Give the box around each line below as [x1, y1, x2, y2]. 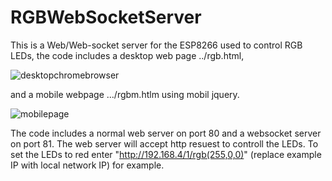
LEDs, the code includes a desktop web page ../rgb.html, [10, 49, 245, 61]
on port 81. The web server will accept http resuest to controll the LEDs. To [10, 137, 319, 150]
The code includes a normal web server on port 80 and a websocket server [10, 127, 322, 139]
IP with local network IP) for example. [10, 159, 165, 171]
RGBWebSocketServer [10, 6, 202, 29]
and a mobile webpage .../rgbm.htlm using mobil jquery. [10, 88, 240, 100]
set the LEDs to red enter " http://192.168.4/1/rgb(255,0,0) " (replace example [10, 148, 322, 160]
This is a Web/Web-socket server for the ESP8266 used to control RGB [10, 39, 303, 51]
